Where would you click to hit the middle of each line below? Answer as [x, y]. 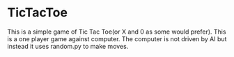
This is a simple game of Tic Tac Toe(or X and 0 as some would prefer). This [117, 32]
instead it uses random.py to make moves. [68, 46]
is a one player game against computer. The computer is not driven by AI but [117, 38]
